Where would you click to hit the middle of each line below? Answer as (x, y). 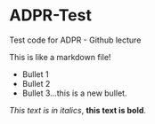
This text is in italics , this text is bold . (78, 110)
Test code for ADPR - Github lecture (75, 40)
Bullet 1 (35, 74)
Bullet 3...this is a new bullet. (74, 93)
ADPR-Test (50, 15)
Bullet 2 (36, 83)
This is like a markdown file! (60, 57)
